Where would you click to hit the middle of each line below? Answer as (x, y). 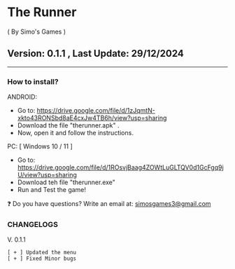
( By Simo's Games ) (37, 32)
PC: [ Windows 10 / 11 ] (40, 146)
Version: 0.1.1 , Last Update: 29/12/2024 (95, 54)
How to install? (33, 81)
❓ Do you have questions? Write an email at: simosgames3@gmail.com (109, 204)
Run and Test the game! (51, 190)
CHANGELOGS (33, 224)
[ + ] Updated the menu (42, 253)
